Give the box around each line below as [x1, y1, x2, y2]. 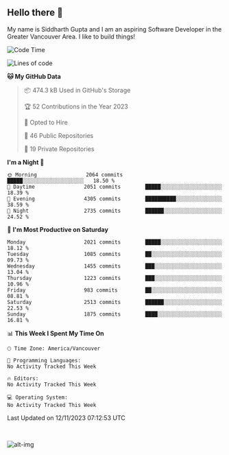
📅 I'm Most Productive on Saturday [7, 225, 108, 233]
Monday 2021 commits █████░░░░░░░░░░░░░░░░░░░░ [7, 238, 223, 246]
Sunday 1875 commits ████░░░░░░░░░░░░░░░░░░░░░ [7, 310, 223, 318]
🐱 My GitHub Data [7, 72, 62, 80]
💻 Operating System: [7, 394, 69, 401]
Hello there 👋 [7, 7, 64, 19]
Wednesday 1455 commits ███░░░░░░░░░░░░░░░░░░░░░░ [7, 262, 223, 270]
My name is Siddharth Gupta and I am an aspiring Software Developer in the [7, 25, 222, 33]
